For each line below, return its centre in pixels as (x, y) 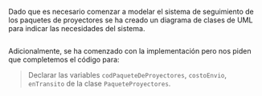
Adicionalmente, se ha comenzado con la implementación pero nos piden (130, 51)
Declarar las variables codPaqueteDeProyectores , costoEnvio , (127, 75)
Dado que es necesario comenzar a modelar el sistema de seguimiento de (131, 12)
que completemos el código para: (64, 60)
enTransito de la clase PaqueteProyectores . (99, 84)
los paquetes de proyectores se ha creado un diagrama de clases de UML (131, 20)
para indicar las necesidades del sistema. (77, 28)
